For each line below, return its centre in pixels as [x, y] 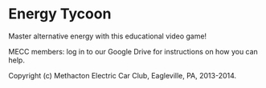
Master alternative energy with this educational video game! [108, 36]
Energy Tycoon [60, 14]
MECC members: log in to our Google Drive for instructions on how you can [133, 51]
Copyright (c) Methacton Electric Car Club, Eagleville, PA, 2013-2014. [123, 75]
